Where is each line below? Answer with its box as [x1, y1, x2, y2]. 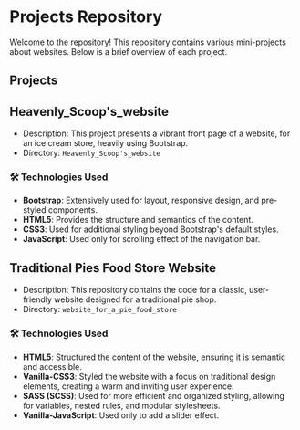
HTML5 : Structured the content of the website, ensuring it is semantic [22, 351, 285, 362]
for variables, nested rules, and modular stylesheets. [22, 400, 221, 411]
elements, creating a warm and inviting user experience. [22, 381, 234, 392]
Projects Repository [9, 6, 162, 27]
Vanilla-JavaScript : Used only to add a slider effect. [22, 409, 220, 421]
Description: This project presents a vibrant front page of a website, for [22, 128, 291, 139]
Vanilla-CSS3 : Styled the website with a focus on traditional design [22, 371, 276, 382]
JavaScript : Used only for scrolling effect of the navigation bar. [22, 234, 261, 245]
